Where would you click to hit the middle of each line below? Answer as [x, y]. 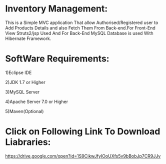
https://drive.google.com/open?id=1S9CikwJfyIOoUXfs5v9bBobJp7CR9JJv [83, 156]
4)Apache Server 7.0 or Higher [37, 101]
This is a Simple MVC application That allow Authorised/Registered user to [82, 22]
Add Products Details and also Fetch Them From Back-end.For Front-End [80, 27]
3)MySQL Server [22, 92]
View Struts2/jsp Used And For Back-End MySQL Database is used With [79, 33]
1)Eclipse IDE [18, 72]
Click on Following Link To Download [83, 132]
